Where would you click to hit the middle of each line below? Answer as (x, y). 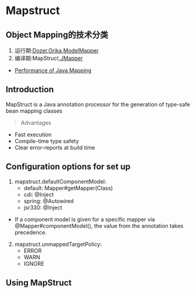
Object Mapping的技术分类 (57, 35)
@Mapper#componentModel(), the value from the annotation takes (99, 226)
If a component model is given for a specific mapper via (85, 219)
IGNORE (34, 263)
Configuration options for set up (68, 167)
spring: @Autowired (49, 201)
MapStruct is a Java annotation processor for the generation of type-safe (98, 104)
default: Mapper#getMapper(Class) (68, 188)
